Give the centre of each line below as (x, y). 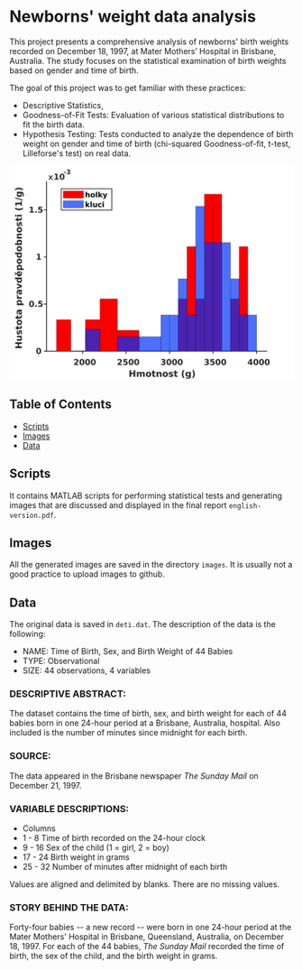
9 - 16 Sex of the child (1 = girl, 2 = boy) (96, 848)
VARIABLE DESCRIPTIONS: (69, 808)
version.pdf (32, 515)
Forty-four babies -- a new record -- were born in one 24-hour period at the (151, 928)
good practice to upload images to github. (87, 574)
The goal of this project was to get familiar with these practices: (128, 88)
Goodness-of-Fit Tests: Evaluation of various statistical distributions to (153, 115)
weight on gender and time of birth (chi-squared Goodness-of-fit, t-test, (156, 143)
